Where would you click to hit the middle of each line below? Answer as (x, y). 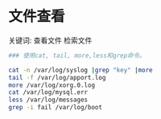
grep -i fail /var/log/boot (56, 108)
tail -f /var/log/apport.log (57, 77)
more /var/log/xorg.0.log (52, 85)
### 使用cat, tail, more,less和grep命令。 (77, 55)
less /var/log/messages (48, 100)
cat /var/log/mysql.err (48, 92)
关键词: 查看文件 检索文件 (50, 40)
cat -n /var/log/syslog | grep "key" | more (80, 70)
